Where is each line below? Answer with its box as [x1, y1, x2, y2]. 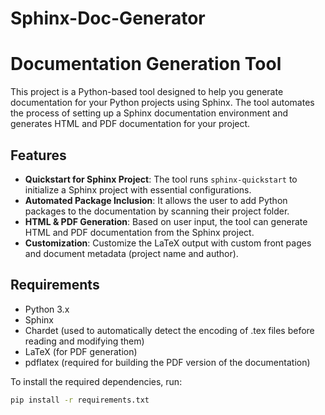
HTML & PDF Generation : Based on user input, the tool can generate [24, 215, 308, 227]
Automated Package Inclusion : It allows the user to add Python [24, 194, 288, 206]
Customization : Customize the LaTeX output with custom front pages [24, 237, 312, 249]
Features [10, 147, 67, 164]
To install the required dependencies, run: [10, 375, 183, 387]
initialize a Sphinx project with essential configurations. [24, 183, 252, 196]
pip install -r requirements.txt [10, 395, 150, 405]
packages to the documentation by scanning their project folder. [24, 205, 290, 217]
